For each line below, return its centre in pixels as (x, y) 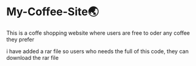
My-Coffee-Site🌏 (53, 12)
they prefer (21, 39)
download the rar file (33, 57)
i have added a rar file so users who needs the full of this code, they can (97, 51)
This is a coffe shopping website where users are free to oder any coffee (98, 33)
